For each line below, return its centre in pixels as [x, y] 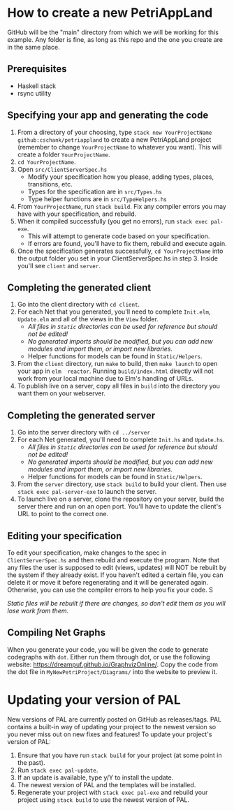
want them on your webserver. [61, 393]
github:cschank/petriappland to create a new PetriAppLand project [114, 139]
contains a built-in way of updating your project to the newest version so [112, 726]
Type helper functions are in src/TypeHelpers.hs [97, 199]
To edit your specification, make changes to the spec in [87, 553]
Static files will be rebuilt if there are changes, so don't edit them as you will [116, 603]
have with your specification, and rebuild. [77, 214]
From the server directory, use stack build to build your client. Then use [122, 484]
